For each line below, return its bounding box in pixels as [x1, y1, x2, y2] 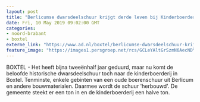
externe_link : [6, 42, 42, 48]
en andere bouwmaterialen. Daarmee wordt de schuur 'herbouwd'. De [6, 82, 178, 90]
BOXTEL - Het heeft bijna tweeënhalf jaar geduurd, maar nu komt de [6, 63, 174, 71]
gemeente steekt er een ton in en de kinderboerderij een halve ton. [6, 88, 170, 95]
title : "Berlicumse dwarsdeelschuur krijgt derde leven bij [6, 14, 159, 20]
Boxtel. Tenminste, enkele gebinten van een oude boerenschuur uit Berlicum [6, 76, 193, 83]
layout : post [6, 8, 39, 15]
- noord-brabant [6, 31, 46, 37]
